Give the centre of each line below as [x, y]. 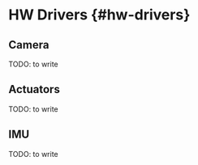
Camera [29, 45]
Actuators [34, 89]
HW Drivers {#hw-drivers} [99, 15]
